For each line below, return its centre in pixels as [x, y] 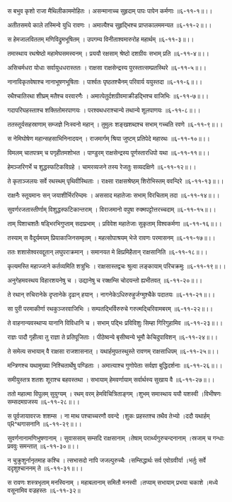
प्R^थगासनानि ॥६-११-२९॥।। [45, 424]
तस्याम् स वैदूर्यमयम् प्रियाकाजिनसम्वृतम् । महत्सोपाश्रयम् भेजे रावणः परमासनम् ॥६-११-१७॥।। [111, 238]
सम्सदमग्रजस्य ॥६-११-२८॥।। [43, 402]
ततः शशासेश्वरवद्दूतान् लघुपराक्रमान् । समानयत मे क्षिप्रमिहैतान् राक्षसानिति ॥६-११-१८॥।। [108, 252]
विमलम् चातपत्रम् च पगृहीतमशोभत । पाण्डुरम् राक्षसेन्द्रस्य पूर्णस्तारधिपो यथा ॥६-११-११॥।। [109, 153]
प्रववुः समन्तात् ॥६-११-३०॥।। [43, 446]
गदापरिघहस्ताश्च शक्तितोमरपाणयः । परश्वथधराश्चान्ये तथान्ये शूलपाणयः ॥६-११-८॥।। [104, 110]
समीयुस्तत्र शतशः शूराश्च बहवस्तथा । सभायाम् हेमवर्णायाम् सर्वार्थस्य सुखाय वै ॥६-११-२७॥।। [111, 380]
